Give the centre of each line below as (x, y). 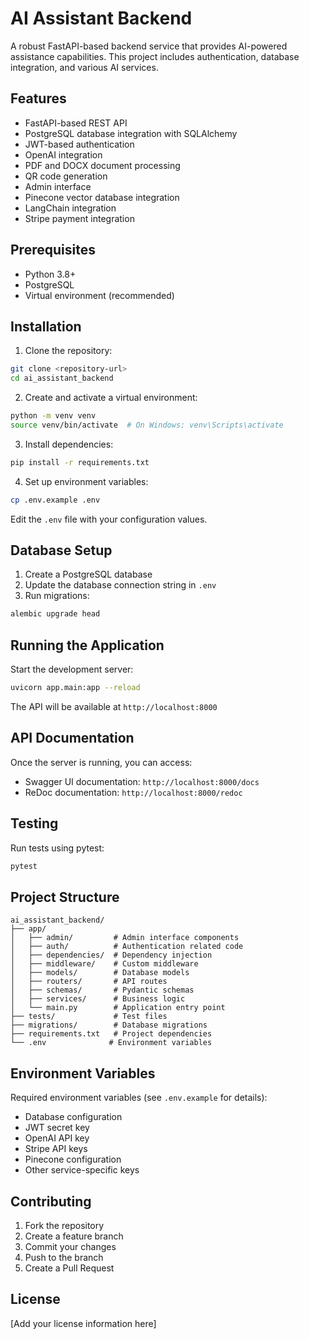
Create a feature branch (74, 1236)
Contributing (51, 1201)
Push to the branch (64, 1257)
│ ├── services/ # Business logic (98, 999)
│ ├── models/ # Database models (100, 973)
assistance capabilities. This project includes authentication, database (155, 56)
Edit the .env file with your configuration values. (109, 519)
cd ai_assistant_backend (62, 378)
